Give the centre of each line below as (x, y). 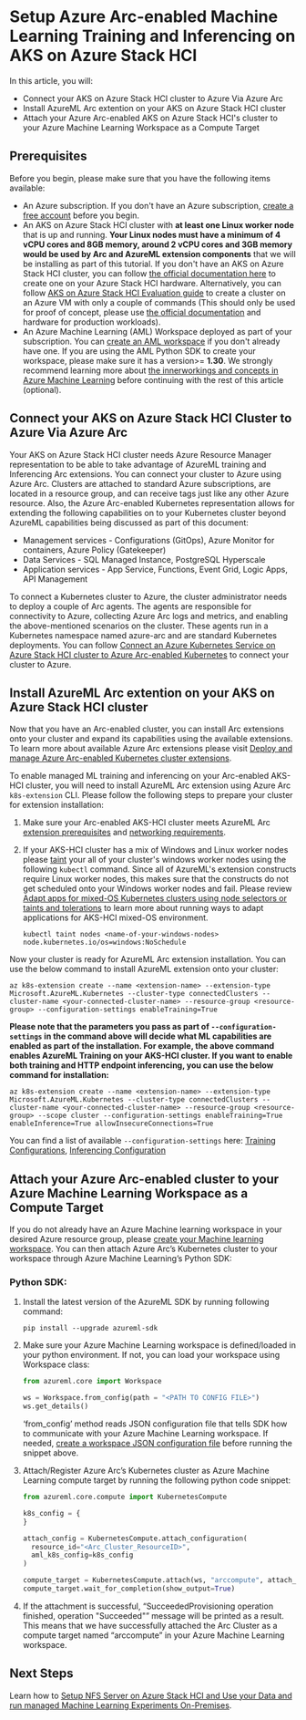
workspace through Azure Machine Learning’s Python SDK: (121, 1259)
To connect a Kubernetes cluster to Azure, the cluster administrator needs (148, 596)
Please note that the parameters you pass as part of (109, 1027)
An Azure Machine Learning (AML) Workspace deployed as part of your (158, 331)
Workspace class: (56, 1364)
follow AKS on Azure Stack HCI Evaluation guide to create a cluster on (154, 293)
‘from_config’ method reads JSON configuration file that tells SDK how (155, 1424)
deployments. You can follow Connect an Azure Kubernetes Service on (143, 645)
